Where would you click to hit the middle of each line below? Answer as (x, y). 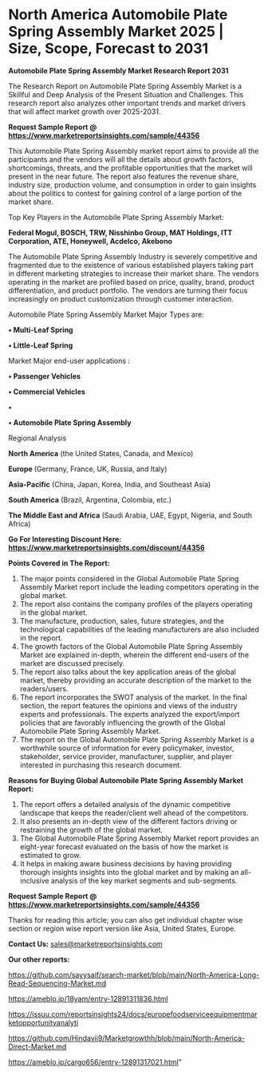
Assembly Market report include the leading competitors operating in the (139, 587)
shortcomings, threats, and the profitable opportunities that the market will (130, 167)
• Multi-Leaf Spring (41, 329)
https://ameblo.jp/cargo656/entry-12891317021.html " (95, 1061)
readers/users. (44, 688)
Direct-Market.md (37, 1046)
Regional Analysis (37, 438)
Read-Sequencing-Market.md (57, 983)
